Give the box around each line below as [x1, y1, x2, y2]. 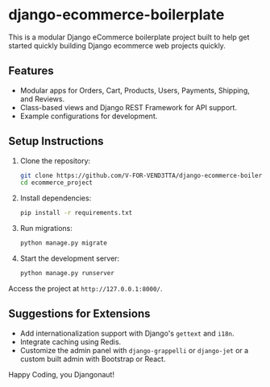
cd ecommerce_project [19, 179, 93, 187]
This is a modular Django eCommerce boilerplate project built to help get [8, 32, 250, 42]
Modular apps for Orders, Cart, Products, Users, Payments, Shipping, [19, 85, 250, 95]
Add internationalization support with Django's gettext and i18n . [19, 328, 235, 338]
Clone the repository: [19, 155, 91, 166]
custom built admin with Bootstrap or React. [19, 354, 166, 364]
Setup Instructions [8, 134, 104, 148]
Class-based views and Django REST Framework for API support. [19, 102, 238, 112]
